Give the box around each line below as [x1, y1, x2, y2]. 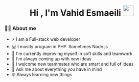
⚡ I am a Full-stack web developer [11, 36, 81, 42]
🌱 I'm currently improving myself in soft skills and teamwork [11, 51, 133, 56]
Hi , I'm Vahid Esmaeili [29, 7, 121, 19]
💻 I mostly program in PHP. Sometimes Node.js [11, 44, 108, 50]
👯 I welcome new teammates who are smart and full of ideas [11, 61, 134, 67]
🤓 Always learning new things [11, 72, 72, 78]
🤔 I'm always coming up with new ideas [11, 56, 92, 62]
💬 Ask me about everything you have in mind [11, 66, 102, 72]
